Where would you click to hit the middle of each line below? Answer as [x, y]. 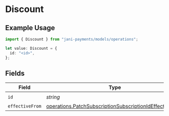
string [53, 97]
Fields [15, 73]
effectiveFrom [25, 106]
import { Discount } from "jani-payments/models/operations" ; [72, 39]
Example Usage [30, 28]
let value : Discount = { [31, 48]
